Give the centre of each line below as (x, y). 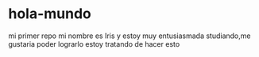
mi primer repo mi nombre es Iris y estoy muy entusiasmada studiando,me (129, 36)
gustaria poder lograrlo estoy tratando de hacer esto (94, 44)
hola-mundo (50, 14)
